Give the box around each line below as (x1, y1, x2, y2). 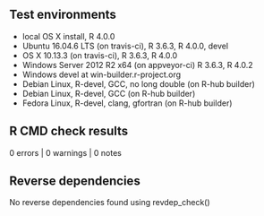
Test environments (9, 7, 116, 22)
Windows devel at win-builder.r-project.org (21, 69, 182, 80)
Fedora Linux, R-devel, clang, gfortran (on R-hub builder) (21, 98, 233, 108)
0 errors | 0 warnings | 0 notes (9, 147, 123, 158)
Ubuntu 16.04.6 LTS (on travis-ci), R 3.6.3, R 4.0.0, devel (21, 40, 229, 51)
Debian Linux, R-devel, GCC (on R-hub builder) (21, 88, 196, 99)
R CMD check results (9, 124, 129, 139)
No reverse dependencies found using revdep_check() (9, 197, 210, 208)
